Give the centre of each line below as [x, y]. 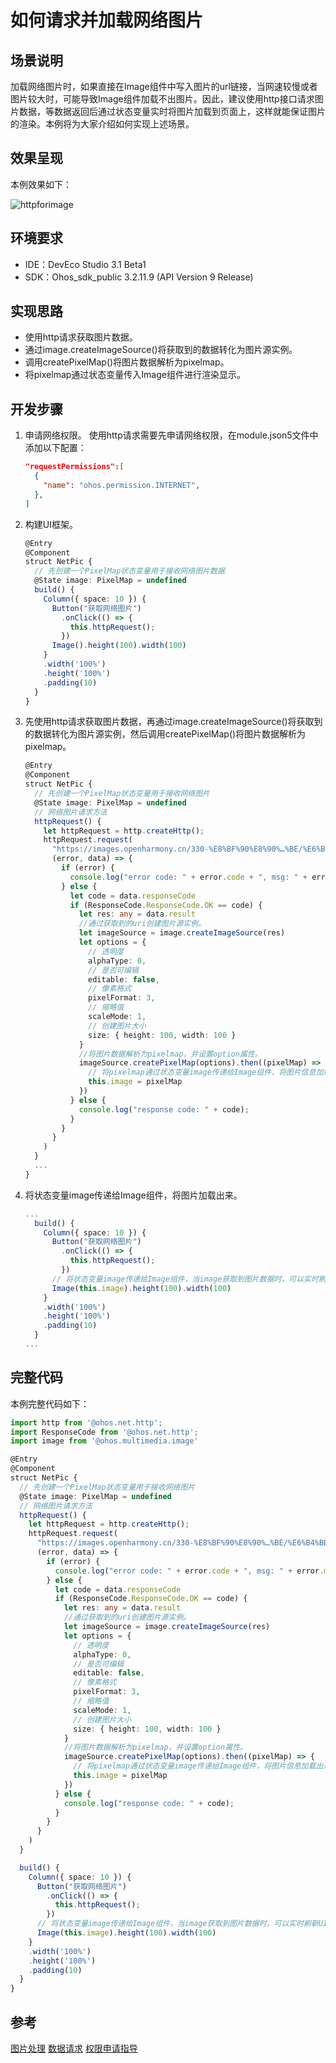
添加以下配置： [55, 448]
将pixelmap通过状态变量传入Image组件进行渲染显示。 [135, 375]
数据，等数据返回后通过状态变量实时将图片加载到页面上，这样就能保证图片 [172, 111]
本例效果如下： [41, 184]
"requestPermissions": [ [74, 467]
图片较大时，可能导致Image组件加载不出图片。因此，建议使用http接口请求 [162, 99]
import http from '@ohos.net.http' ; [86, 1422]
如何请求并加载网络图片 [107, 20]
